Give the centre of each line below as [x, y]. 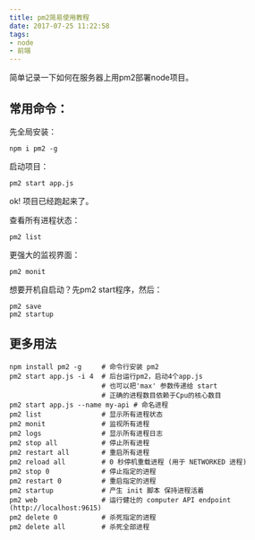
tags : [19, 34]
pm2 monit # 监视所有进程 [80, 424]
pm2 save [25, 306]
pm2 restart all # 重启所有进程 [80, 452]
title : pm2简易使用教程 [49, 17]
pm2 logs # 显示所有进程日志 [86, 433]
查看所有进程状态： [45, 219]
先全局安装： [33, 132]
